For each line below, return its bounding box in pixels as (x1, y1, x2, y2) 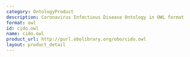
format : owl (6, 20, 36, 26)
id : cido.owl (6, 25, 39, 31)
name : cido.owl (6, 31, 44, 37)
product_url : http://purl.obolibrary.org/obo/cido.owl (6, 36, 147, 42)
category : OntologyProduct (6, 8, 74, 15)
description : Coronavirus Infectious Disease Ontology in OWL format (6, 14, 185, 20)
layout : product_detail (6, 42, 66, 48)
